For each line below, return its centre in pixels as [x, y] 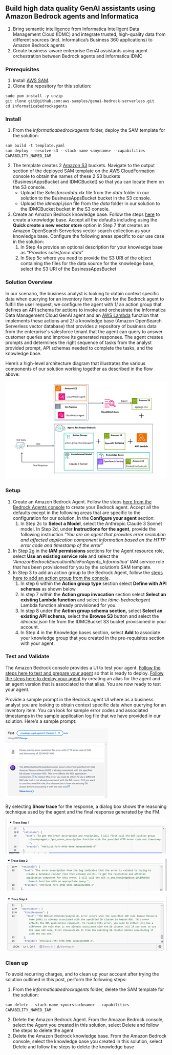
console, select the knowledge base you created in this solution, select [88, 1041]
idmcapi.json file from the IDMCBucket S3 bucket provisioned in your [93, 621]
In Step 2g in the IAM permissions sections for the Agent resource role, [88, 551]
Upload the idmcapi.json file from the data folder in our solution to [90, 204]
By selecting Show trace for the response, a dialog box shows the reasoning [86, 806]
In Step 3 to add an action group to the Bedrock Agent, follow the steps [88, 572]
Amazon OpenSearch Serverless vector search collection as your [82, 231]
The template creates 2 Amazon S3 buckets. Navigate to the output [84, 166]
